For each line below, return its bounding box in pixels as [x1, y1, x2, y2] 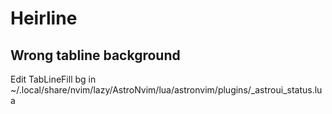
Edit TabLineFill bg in [10, 73, 97, 85]
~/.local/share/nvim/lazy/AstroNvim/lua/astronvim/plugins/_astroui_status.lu [10, 84, 323, 96]
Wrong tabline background [10, 47, 181, 64]
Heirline [10, 7, 78, 30]
